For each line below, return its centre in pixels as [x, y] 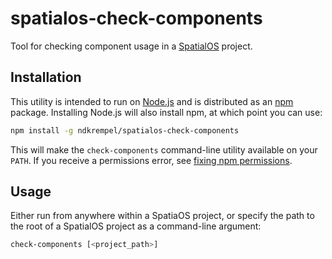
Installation [46, 77]
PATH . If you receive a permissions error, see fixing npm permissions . [151, 160]
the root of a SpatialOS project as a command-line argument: [136, 226]
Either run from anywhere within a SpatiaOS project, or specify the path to [162, 216]
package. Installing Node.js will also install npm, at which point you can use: [166, 112]
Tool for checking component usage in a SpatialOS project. [131, 46]
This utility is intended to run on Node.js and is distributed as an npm [152, 101]
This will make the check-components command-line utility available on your [164, 149]
